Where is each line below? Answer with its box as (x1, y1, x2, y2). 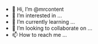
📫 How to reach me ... (11, 32, 67, 38)
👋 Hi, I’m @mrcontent (11, 6, 64, 12)
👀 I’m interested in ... (11, 12, 62, 19)
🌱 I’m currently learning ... (11, 18, 75, 25)
